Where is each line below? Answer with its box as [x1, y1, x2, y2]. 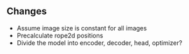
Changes [6, 6, 47, 17]
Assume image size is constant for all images [16, 24, 148, 32]
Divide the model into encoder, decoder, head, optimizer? [16, 38, 183, 47]
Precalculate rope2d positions [16, 31, 104, 39]
